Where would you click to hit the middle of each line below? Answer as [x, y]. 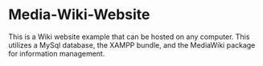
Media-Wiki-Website [79, 15]
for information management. [57, 53]
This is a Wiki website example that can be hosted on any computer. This [129, 37]
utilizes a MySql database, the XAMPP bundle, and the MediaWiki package [132, 45]
